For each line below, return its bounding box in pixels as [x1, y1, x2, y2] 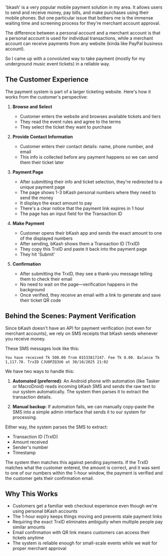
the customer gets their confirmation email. [5, 475, 94, 481]
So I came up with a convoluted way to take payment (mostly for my [5, 56, 145, 62]
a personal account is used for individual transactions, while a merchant [5, 35, 153, 41]
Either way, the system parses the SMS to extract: [5, 424, 108, 430]
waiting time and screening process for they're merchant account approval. [5, 20, 160, 26]
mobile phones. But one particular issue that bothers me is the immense [5, 15, 153, 21]
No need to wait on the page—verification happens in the [19, 281, 138, 287]
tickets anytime [12, 535, 44, 541]
